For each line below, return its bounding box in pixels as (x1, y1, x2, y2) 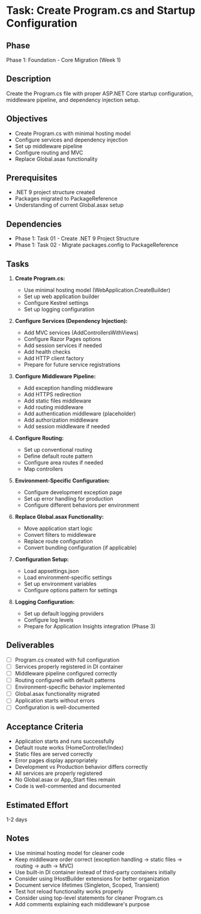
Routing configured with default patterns (14, 677, 116, 684)
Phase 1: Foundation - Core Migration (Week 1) (6, 57, 121, 63)
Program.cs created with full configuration (14, 656, 120, 663)
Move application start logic (23, 525, 93, 532)
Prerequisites (6, 173, 58, 183)
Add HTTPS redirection (23, 391, 82, 398)
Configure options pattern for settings (23, 587, 118, 594)
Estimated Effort (6, 800, 69, 810)
